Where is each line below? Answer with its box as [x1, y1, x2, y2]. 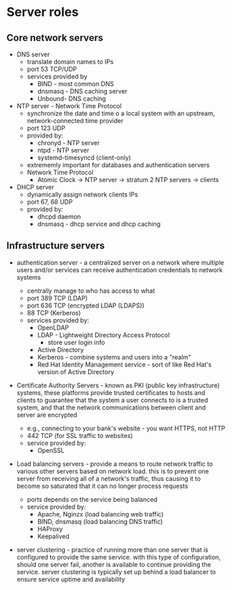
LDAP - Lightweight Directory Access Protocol [37, 330, 170, 339]
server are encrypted [16, 410, 78, 419]
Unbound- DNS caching [37, 94, 106, 103]
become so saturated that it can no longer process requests [16, 482, 188, 490]
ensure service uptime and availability [16, 575, 126, 583]
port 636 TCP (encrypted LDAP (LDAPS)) [26, 301, 145, 310]
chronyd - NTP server [37, 139, 100, 146]
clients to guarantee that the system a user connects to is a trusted [16, 396, 208, 404]
